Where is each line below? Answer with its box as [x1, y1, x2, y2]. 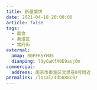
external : [6, 47, 31, 53]
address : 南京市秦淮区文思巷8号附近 [11, 69, 91, 75]
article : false [6, 20, 44, 25]
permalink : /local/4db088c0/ [6, 75, 78, 81]
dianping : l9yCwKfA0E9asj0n [11, 58, 81, 64]
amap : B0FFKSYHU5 [11, 53, 54, 59]
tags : [6, 25, 20, 31]
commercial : [6, 63, 35, 70]
